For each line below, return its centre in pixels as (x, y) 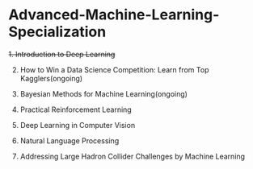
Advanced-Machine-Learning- (114, 15)
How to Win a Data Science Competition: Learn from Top (114, 69)
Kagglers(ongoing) (51, 78)
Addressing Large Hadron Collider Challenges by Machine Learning (132, 156)
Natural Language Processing (70, 140)
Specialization (57, 32)
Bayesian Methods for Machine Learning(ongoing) (104, 93)
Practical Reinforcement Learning (76, 109)
